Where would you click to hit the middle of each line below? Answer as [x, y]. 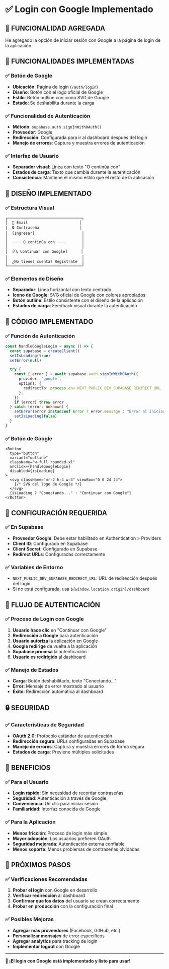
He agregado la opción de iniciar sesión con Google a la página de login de [83, 40]
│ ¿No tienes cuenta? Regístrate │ [45, 261]
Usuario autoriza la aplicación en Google [55, 641]
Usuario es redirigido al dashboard [49, 657]
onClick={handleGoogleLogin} [40, 467]
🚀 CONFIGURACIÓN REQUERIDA [56, 513]
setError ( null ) [26, 360]
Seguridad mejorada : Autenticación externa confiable [68, 844]
